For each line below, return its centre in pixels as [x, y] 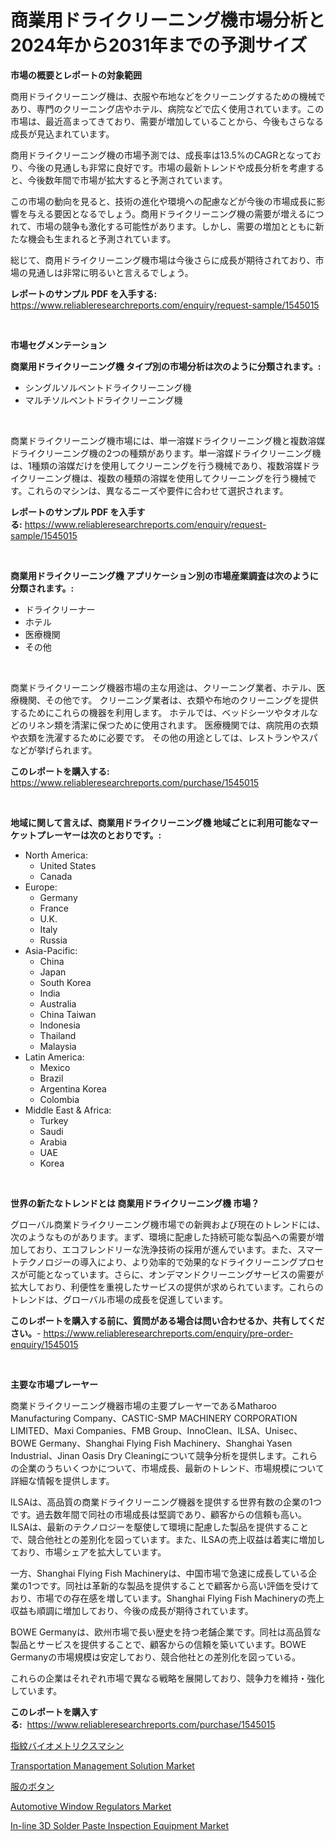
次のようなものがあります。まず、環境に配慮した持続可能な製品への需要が [163, 1237]
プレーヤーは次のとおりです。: [99, 835]
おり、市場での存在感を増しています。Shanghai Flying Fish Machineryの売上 [167, 1598]
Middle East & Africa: [68, 1110]
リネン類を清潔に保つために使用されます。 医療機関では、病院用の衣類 [173, 725]
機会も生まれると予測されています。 [102, 238]
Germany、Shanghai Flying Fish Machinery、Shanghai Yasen [166, 1443]
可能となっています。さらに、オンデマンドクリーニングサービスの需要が [176, 1274]
